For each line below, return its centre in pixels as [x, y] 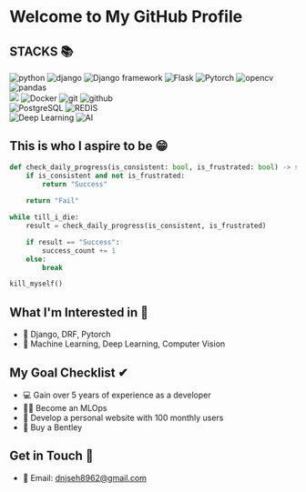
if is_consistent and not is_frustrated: [105, 176]
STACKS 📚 [41, 51]
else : [36, 259]
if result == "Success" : [73, 242]
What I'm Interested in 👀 [79, 312]
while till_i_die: [44, 217]
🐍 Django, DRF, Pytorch [66, 335]
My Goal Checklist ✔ [69, 372]
